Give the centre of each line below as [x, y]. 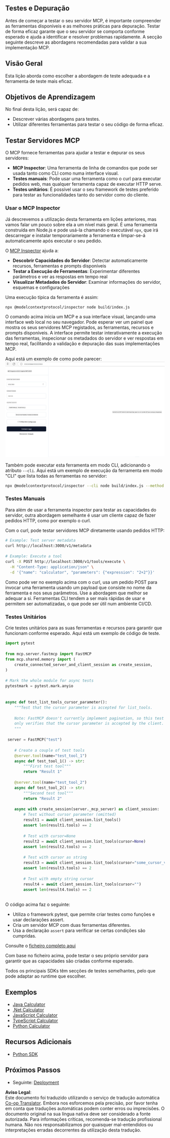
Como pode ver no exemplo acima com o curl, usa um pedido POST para [81, 582]
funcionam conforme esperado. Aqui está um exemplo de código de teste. [83, 633]
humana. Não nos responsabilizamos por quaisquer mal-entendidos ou [79, 1124]
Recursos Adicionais [38, 1042]
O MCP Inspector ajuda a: [32, 250]
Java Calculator [29, 1005]
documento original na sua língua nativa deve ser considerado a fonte [78, 1114]
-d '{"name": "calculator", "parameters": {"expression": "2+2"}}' [82, 573]
